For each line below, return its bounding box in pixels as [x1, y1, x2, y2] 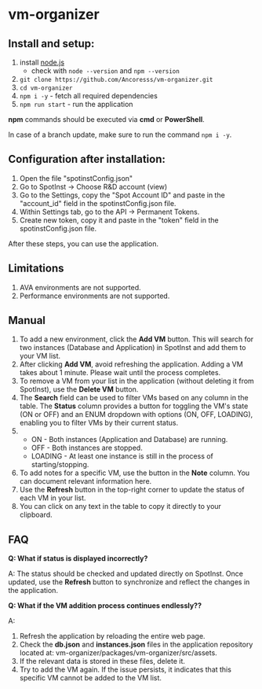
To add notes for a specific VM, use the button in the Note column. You [19, 468, 250, 477]
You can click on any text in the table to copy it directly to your [19, 502, 222, 511]
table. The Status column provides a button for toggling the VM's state [19, 401, 249, 411]
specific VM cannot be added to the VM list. [19, 673, 162, 683]
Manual [8, 314, 45, 327]
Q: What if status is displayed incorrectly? [8, 554, 148, 563]
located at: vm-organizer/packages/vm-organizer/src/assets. [19, 648, 217, 658]
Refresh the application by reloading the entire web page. [19, 632, 206, 641]
